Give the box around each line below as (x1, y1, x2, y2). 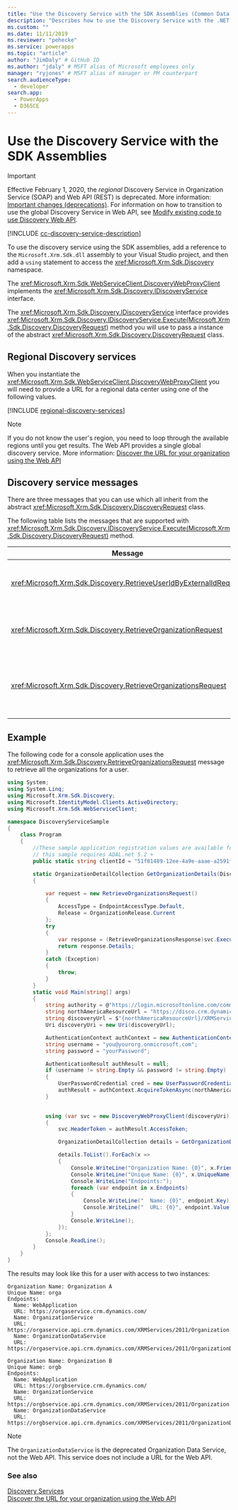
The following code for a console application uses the (7, 750, 164, 759)
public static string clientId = (33, 858, 132, 865)
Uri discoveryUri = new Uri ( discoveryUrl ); (45, 1021, 176, 1028)
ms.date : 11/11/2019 (7, 30, 69, 38)
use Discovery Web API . (7, 215, 78, 224)
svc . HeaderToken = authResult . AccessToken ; (57, 1125, 189, 1133)
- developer (13, 83, 50, 90)
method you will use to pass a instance (110, 323, 224, 331)
